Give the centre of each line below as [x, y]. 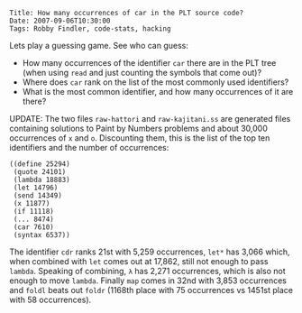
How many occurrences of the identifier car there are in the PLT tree [149, 63]
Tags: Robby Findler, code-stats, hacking [90, 29]
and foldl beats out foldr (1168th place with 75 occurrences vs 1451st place [151, 290]
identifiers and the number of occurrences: [89, 147]
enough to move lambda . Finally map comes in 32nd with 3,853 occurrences [148, 281]
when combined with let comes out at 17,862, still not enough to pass [139, 261]
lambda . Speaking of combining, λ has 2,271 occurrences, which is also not [147, 271]
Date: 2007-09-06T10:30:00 [60, 21]
